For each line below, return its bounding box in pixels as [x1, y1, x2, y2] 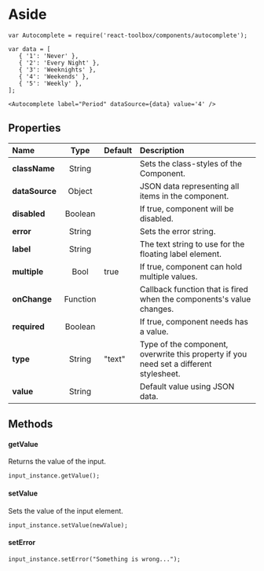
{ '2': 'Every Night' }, [18, 59, 101, 67]
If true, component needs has [139, 316, 249, 327]
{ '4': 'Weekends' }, [18, 72, 90, 80]
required [12, 320, 45, 331]
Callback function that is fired [139, 284, 249, 295]
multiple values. [139, 271, 198, 282]
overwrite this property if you [139, 348, 247, 359]
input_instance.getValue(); [8, 472, 101, 480]
